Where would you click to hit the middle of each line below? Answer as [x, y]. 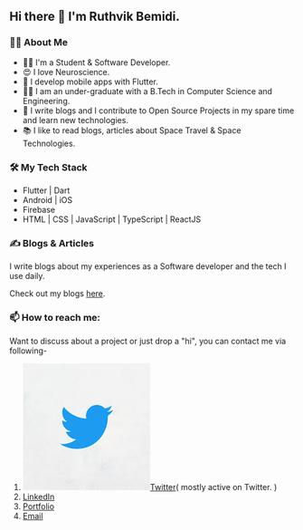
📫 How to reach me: [55, 318]
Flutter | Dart [46, 190]
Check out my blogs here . [57, 294]
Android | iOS [47, 199]
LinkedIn [38, 496]
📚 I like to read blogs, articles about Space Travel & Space [132, 130]
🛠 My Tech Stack [48, 167]
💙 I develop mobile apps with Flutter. [90, 82]
